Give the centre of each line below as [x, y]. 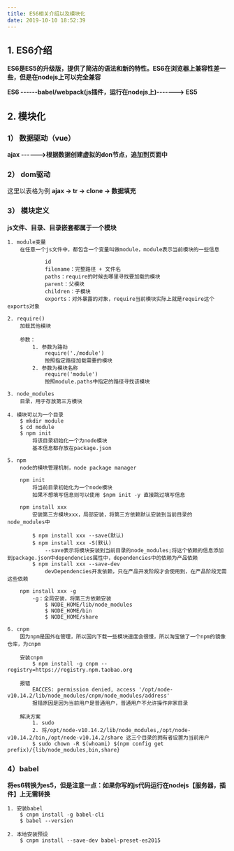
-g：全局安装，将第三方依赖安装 [72, 598]
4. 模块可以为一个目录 [36, 415]
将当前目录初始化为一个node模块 [73, 487]
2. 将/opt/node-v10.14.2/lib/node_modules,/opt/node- [111, 730]
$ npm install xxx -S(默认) [72, 543]
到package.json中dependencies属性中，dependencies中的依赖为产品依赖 [103, 558]
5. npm [17, 460]
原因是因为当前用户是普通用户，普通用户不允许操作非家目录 [116, 703]
